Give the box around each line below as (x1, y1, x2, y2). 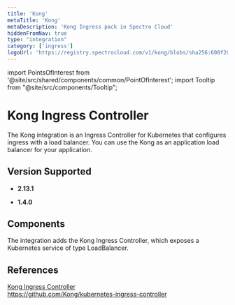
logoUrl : (7, 50, 33, 57)
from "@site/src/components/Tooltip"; (7, 83, 117, 91)
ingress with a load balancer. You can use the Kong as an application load (7, 137, 220, 147)
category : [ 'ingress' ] (7, 43, 73, 50)
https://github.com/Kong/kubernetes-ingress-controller (7, 290, 167, 299)
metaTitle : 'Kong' (7, 17, 61, 24)
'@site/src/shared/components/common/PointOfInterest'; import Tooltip (7, 75, 215, 84)
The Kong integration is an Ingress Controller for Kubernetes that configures (7, 131, 227, 139)
